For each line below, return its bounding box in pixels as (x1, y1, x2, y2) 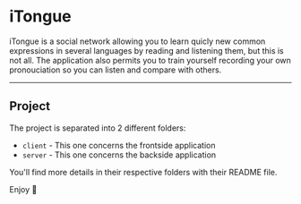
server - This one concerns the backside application (21, 149, 217, 160)
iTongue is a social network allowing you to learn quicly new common (9, 36, 266, 47)
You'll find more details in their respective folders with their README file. (9, 166, 278, 177)
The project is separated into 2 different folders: (9, 123, 186, 133)
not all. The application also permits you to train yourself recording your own (9, 55, 291, 65)
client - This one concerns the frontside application (21, 140, 216, 150)
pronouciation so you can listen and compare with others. (9, 64, 222, 75)
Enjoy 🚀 (9, 183, 38, 194)
